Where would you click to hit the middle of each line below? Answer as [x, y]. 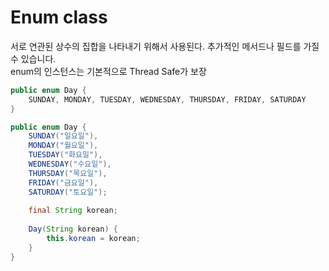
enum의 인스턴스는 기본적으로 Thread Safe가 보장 [108, 71]
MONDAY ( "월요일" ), [63, 146]
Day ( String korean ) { [73, 229]
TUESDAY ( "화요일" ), [65, 155]
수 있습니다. [33, 58]
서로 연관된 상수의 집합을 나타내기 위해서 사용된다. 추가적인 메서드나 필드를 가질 [165, 46]
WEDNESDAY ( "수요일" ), [70, 164]
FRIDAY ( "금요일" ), [63, 182]
